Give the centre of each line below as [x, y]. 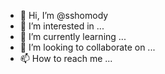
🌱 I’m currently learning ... [73, 36]
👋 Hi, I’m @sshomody [64, 15]
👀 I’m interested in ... [62, 26]
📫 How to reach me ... [66, 58]
